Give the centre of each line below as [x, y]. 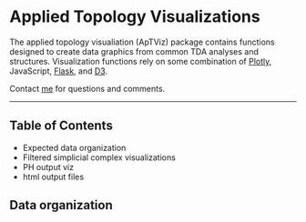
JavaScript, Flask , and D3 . [58, 71]
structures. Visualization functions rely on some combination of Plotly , [141, 61]
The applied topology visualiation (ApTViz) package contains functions [142, 42]
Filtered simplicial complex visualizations [99, 157]
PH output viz [48, 166]
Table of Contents [61, 126]
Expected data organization [74, 147]
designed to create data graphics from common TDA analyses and [134, 51]
